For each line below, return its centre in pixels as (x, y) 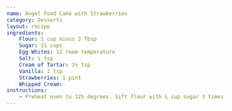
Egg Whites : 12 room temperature (67, 52)
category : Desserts (35, 20)
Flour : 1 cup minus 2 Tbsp (58, 39)
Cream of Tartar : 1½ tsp (55, 65)
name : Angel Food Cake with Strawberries (67, 13)
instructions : (27, 90)
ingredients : (25, 33)
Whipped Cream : (41, 84)
